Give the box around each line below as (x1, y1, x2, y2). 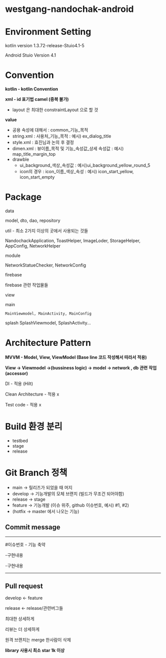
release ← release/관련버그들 (5, 605, 63, 611)
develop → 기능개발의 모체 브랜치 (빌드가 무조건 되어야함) (12, 490, 124, 497)
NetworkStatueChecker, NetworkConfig (5, 262, 86, 268)
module (5, 253, 21, 259)
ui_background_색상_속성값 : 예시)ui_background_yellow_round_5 (19, 162, 151, 168)
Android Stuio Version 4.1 (5, 52, 56, 58)
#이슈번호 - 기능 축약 (5, 541, 46, 547)
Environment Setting (5, 26, 91, 38)
